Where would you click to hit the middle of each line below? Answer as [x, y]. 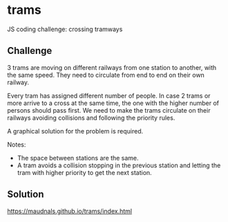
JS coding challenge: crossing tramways [65, 29]
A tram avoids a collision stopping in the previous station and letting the [119, 165]
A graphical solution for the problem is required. [75, 131]
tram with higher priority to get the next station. [84, 172]
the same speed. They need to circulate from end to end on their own [106, 75]
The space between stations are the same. [78, 158]
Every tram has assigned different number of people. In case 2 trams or [109, 95]
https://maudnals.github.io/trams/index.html [70, 211]
